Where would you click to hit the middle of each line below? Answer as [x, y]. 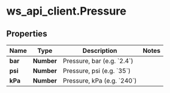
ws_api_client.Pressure [66, 11]
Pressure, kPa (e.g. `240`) [100, 81]
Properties [27, 34]
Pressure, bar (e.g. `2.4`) [98, 61]
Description [100, 51]
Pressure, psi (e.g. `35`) [97, 71]
